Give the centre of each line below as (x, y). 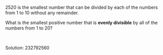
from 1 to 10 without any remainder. (42, 13)
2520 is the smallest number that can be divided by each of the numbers (81, 7)
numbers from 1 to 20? (29, 28)
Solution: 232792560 (28, 48)
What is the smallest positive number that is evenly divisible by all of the (81, 23)
